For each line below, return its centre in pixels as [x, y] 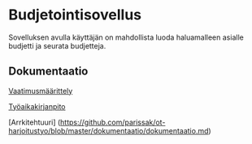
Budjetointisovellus [75, 15]
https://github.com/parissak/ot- [113, 122]
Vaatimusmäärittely [41, 91]
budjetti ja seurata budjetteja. [57, 45]
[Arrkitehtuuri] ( [35, 122]
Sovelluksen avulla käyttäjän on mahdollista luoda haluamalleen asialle [126, 37]
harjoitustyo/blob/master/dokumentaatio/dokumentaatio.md [109, 130]
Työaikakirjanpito [37, 106]
